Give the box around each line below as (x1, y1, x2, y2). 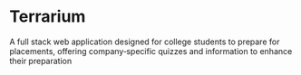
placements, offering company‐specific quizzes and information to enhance (9, 45, 293, 56)
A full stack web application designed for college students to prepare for (9, 36, 280, 47)
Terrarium (9, 6, 86, 27)
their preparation (9, 55, 73, 66)
